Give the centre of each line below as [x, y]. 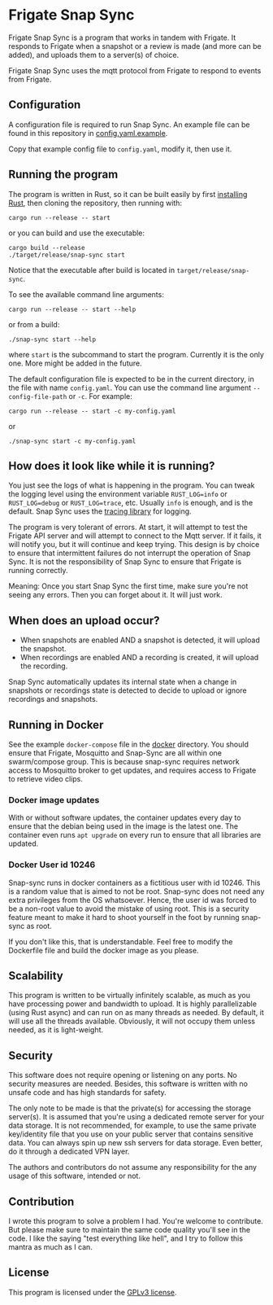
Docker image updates [54, 799]
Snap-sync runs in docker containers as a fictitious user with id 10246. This [134, 882]
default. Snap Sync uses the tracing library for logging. [100, 511]
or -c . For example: [100, 396]
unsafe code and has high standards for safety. [87, 1093]
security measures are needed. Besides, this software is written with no [128, 1084]
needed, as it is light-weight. [56, 1030]
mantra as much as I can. [51, 1247]
